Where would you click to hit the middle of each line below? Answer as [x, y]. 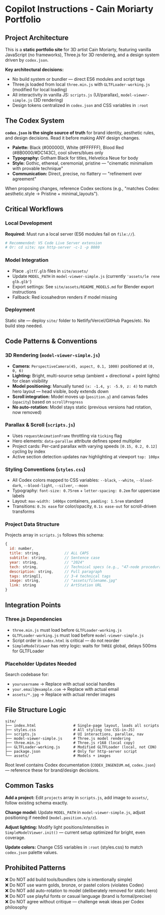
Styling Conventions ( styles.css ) [45, 469]
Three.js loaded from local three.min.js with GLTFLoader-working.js [81, 84]
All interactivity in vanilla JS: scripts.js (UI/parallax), [66, 95]
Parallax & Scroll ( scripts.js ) [40, 425]
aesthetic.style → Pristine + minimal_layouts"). [52, 194]
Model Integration [27, 260]
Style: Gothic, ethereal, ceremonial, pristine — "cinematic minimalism [82, 163]
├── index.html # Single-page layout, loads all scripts [82, 725]
